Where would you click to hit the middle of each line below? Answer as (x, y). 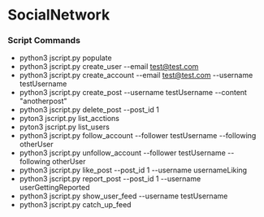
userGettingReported (54, 188)
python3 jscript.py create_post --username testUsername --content (133, 93)
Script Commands (44, 41)
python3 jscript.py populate (65, 58)
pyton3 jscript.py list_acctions (69, 119)
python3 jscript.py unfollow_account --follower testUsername (123, 153)
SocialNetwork (59, 15)
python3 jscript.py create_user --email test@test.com (109, 67)
